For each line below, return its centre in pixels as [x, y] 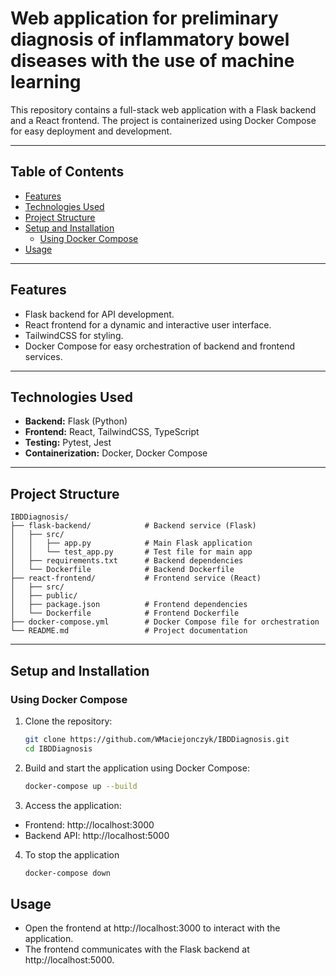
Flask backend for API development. [99, 314]
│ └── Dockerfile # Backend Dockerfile [122, 570]
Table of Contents [67, 172]
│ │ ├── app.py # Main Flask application [131, 543]
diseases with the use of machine [152, 61]
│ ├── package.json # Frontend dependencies [129, 605]
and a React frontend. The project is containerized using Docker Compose [163, 120]
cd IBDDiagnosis [58, 748]
